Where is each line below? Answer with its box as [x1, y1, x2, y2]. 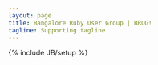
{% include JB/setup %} [8, 48, 88, 58]
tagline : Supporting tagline [8, 26, 106, 34]
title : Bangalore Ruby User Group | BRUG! [8, 19, 152, 27]
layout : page [8, 11, 52, 20]
